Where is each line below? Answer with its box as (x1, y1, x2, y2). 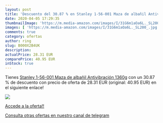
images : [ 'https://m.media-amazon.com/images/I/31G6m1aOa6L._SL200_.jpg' (5, 25, 160, 30)
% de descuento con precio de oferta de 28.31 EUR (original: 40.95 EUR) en (5, 79, 157, 85)
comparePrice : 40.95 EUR (5, 57, 55, 61)
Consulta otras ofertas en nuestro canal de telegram (5, 112, 110, 119)
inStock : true (5, 61, 34, 66)
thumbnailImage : (5, 20, 38, 26)
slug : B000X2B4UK (5, 43, 40, 48)
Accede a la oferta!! (5, 103, 45, 109)
